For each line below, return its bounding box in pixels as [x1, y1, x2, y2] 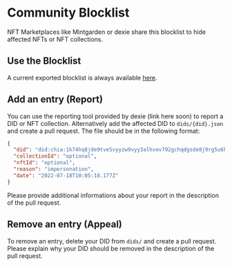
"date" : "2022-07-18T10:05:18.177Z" [13, 172, 119, 179]
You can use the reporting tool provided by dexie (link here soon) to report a [7, 112, 224, 120]
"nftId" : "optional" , [13, 159, 76, 167]
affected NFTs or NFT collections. [7, 35, 104, 43]
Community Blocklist [7, 5, 130, 21]
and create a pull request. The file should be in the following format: [7, 127, 200, 135]
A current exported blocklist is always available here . [7, 73, 157, 82]
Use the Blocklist [7, 55, 81, 67]
